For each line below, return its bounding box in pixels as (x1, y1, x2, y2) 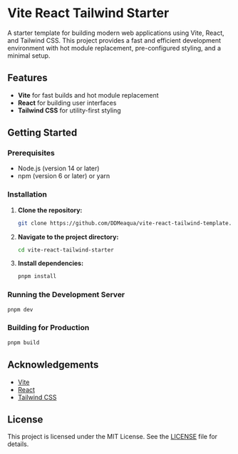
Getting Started (7, 127, 78, 139)
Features (7, 72, 48, 84)
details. (7, 440, 29, 448)
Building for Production (7, 323, 90, 333)
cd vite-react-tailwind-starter (17, 246, 114, 254)
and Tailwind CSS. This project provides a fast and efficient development (7, 36, 221, 44)
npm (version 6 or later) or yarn (17, 172, 110, 180)
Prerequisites (7, 148, 55, 158)
